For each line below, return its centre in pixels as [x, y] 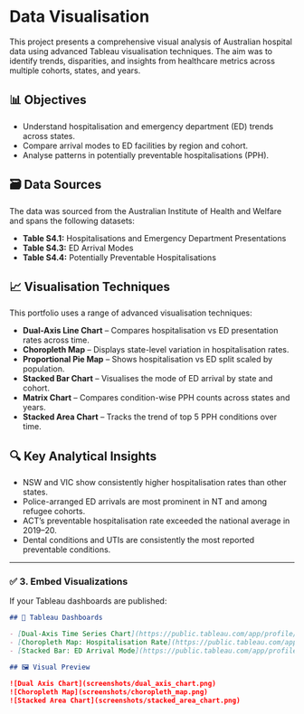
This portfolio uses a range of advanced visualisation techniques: [131, 313]
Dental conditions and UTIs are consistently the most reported [138, 540]
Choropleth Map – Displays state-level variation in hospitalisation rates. [156, 350]
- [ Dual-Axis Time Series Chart [70, 634]
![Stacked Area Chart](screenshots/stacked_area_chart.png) [125, 700]
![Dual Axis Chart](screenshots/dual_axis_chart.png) [113, 683]
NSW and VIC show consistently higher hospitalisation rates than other [154, 483]
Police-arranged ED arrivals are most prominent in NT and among [145, 502]
